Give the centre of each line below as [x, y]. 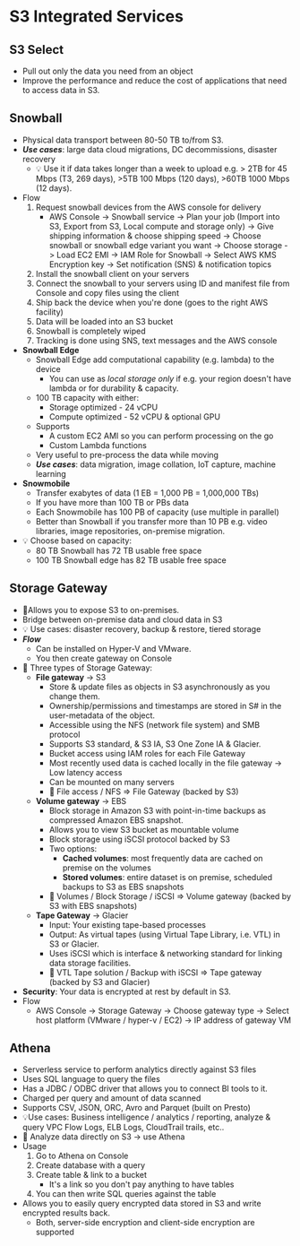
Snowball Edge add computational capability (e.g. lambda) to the [155, 359]
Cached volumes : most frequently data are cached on [163, 858]
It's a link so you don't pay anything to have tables [141, 1184]
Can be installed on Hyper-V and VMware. [113, 648]
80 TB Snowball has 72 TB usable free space [119, 550]
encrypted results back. [66, 1213]
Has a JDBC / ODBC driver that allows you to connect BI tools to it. [145, 1089]
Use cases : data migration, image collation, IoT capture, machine [155, 464]
